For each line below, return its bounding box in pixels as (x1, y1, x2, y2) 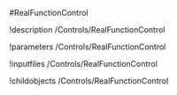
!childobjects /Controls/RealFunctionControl (9, 76, 169, 86)
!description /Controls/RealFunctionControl (9, 25, 165, 34)
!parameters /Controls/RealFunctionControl (9, 41, 166, 52)
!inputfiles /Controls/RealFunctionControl (9, 59, 158, 69)
